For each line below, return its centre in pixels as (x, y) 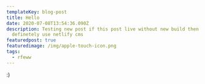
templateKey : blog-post (37, 12)
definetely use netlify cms (48, 35)
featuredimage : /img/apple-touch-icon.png (61, 46)
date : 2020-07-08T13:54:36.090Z (48, 23)
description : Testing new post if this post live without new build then (103, 29)
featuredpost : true (31, 40)
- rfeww (22, 57)
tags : (13, 52)
